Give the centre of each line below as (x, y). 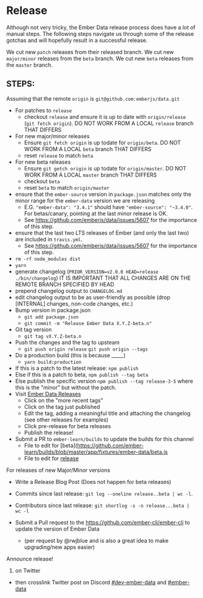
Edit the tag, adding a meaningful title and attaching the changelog (107, 413)
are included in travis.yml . (49, 239)
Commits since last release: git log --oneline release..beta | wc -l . (104, 493)
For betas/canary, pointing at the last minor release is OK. (96, 213)
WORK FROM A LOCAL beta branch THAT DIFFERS (88, 149)
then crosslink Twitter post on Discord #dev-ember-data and (91, 582)
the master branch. (30, 65)
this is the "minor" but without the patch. (66, 387)
